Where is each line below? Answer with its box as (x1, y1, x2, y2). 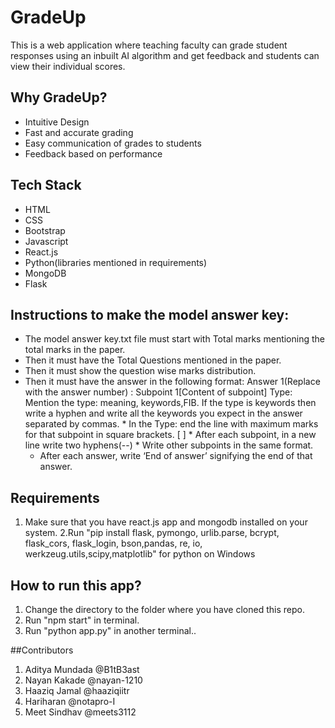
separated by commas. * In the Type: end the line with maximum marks (24, 418, 319, 430)
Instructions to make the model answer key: (10, 306, 290, 323)
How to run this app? (10, 577, 142, 594)
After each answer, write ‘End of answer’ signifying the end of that (39, 450, 313, 462)
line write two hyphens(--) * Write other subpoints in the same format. (24, 439, 314, 451)
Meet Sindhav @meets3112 (24, 706, 137, 718)
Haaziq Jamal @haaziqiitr (24, 685, 130, 696)
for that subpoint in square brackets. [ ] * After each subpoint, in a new (24, 429, 317, 441)
